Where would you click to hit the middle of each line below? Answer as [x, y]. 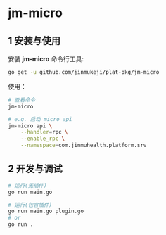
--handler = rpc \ [45, 132]
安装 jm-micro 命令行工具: [46, 59]
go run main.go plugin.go [46, 211]
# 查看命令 [22, 100]
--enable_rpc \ [43, 139]
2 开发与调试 [35, 169]
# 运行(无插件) [28, 185]
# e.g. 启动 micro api [40, 119]
